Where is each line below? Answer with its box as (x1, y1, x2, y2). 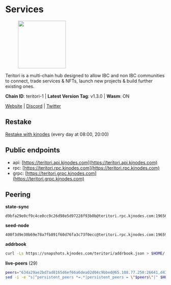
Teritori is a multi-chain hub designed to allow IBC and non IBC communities (5, 72, 165, 78)
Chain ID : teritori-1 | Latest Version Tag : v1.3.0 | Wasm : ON (5, 93, 130, 99)
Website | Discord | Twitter (5, 103, 61, 109)
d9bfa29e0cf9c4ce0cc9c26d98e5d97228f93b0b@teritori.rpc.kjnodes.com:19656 (5, 213, 167, 219)
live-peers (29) (5, 260, 38, 266)
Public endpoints (5, 146, 60, 154)
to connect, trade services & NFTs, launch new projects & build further (5, 78, 153, 84)
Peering (5, 190, 31, 199)
